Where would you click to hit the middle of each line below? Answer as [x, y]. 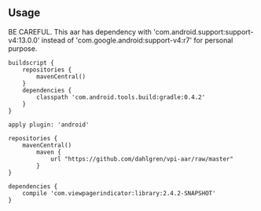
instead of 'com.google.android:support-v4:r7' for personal [137, 40]
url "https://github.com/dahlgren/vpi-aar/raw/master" [142, 159]
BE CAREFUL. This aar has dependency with [80, 31]
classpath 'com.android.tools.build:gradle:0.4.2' [121, 97]
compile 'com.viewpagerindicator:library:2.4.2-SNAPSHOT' [119, 193]
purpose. [23, 48]
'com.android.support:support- [203, 31]
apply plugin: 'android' [49, 125]
